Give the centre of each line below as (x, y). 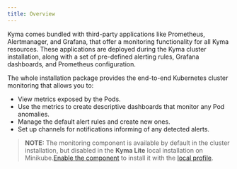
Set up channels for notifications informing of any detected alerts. (114, 129)
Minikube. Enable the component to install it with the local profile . (119, 158)
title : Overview (31, 14)
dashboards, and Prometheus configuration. (72, 64)
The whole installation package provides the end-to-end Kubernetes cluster (118, 78)
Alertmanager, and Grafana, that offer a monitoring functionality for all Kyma (118, 41)
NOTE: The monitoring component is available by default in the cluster (127, 143)
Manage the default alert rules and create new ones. (94, 122)
